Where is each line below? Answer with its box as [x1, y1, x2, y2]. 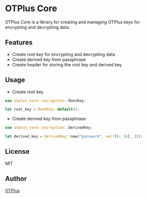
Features [5, 39, 33, 47]
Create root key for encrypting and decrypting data [12, 51, 115, 57]
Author [5, 175, 27, 183]
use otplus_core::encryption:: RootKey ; [5, 98, 86, 103]
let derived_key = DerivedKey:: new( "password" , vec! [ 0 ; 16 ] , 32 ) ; [5, 134, 143, 139]
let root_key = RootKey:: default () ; [5, 107, 80, 112]
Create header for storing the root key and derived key [12, 61, 122, 67]
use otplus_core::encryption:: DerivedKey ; [5, 125, 93, 130]
